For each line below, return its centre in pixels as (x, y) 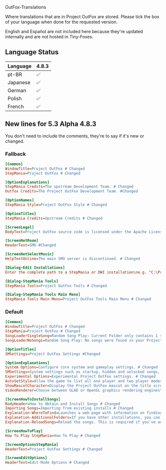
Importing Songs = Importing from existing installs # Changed (69, 408)
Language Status (32, 52)
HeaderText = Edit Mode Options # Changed (47, 463)
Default (14, 312)
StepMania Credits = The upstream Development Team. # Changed (69, 187)
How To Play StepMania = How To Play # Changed (53, 435)
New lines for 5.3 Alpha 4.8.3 (51, 124)
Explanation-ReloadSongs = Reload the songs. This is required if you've (80, 422)
